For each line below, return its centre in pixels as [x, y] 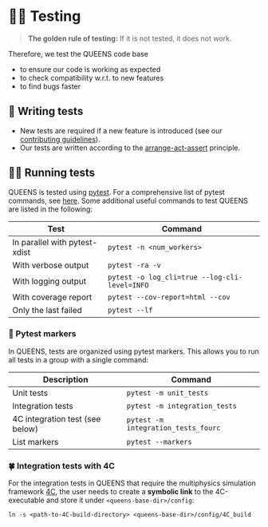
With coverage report [52, 297]
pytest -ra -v [134, 265]
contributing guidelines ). [60, 139]
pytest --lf [130, 310]
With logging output [49, 281]
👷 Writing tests [46, 111]
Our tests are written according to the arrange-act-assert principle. [130, 148]
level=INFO [128, 285]
